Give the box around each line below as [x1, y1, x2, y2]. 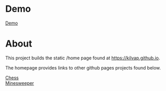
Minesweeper [5, 80, 34, 86]
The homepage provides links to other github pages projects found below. [5, 64, 161, 71]
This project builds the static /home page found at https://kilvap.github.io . [5, 55, 160, 61]
